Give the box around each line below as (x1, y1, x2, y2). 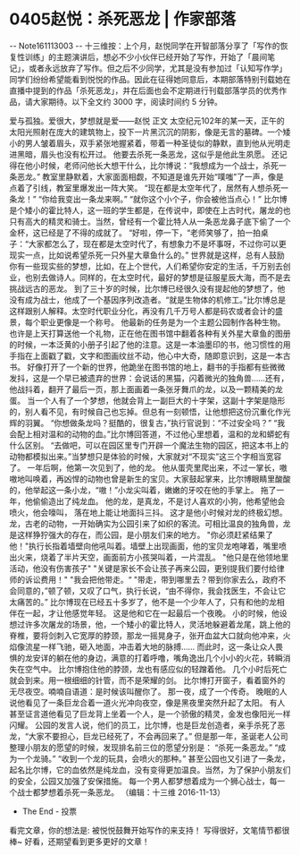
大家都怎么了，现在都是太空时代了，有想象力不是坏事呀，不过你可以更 (28, 238, 287, 249)
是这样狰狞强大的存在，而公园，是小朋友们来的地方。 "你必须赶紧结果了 (9, 529, 274, 540)
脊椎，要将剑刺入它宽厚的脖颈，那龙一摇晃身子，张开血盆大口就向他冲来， (9, 629, 283, 641)
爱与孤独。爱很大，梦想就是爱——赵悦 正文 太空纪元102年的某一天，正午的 (9, 115, 285, 126)
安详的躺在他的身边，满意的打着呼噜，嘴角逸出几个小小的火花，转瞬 (32, 652, 283, 663)
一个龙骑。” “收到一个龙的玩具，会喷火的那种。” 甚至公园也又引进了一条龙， (16, 753, 290, 764)
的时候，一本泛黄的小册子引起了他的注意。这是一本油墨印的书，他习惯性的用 (9, 338, 291, 350)
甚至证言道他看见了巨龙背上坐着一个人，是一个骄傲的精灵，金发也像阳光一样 (9, 708, 291, 719)
